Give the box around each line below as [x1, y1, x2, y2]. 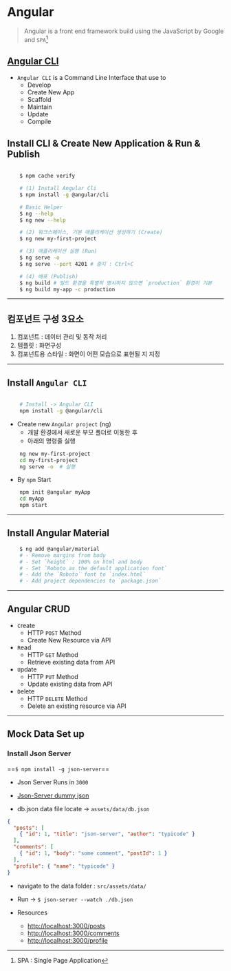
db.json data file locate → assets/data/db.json [16, 804, 150, 813]
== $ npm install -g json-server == [7, 764, 110, 773]
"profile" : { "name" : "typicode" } [13, 862, 115, 870]
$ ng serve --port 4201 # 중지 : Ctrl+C [19, 260, 134, 267]
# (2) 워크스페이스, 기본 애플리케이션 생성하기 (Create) [19, 229, 163, 236]
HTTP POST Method [27, 628, 82, 637]
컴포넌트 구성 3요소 [7, 313, 85, 324]
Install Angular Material [7, 528, 110, 539]
